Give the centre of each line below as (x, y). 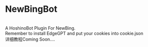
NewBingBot (31, 9)
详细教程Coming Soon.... (30, 39)
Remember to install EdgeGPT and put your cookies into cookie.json (74, 33)
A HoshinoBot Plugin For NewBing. (40, 28)
